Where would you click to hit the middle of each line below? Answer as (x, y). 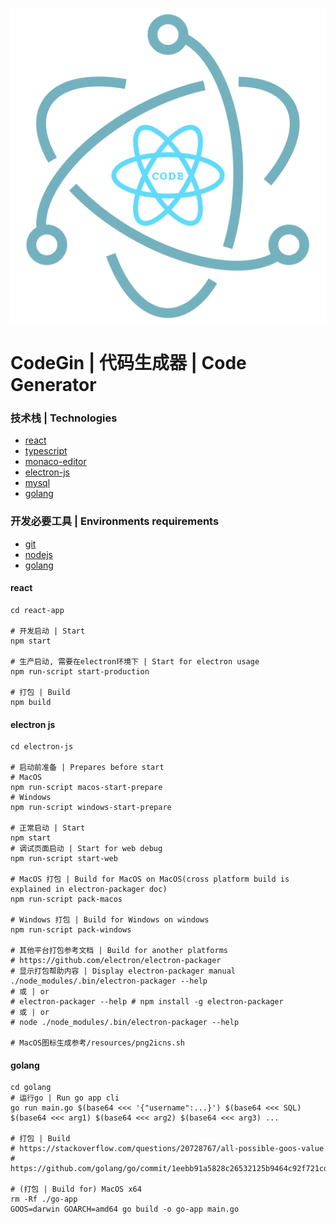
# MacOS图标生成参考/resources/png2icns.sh (97, 1043)
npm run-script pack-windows (71, 930)
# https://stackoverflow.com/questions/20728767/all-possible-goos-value (167, 1149)
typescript (46, 451)
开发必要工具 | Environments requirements (115, 521)
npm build (31, 702)
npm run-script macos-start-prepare (86, 788)
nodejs (38, 554)
